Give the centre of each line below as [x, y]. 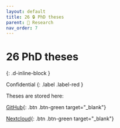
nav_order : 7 [22, 28]
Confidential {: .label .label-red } [45, 85]
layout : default [26, 11]
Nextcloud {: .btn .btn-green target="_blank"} [60, 119]
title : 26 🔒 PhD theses [35, 17]
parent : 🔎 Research [30, 22]
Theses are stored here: [35, 96]
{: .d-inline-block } [28, 73]
